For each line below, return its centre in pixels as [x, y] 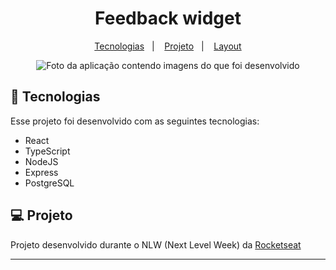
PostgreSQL [49, 183]
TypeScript [47, 151]
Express [41, 172]
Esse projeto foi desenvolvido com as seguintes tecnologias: [135, 121]
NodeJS [41, 161]
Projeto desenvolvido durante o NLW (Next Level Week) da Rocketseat [156, 244]
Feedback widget [168, 18]
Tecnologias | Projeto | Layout [168, 46]
